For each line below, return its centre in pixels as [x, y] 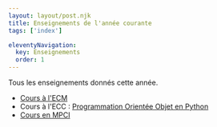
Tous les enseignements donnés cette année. [83, 82]
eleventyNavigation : [43, 45]
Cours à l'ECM [44, 98]
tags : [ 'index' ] [35, 30]
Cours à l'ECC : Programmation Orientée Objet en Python [114, 106]
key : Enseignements [48, 53]
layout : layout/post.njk [50, 16]
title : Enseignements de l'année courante [80, 23]
